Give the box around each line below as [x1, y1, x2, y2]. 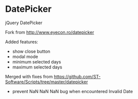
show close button [12, 48, 51, 54]
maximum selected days [12, 64, 63, 70]
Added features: [5, 38, 38, 45]
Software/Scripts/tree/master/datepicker [5, 79, 88, 85]
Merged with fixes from [5, 73, 53, 79]
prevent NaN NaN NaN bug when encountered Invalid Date [12, 88, 133, 94]
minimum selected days [12, 59, 61, 65]
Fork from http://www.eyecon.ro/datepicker [5, 29, 94, 35]
